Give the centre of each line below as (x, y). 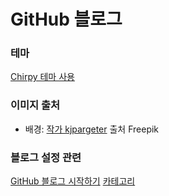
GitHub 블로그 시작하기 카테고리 (73, 181)
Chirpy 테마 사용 (42, 77)
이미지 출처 (35, 105)
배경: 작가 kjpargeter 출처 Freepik (92, 129)
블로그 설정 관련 (46, 157)
